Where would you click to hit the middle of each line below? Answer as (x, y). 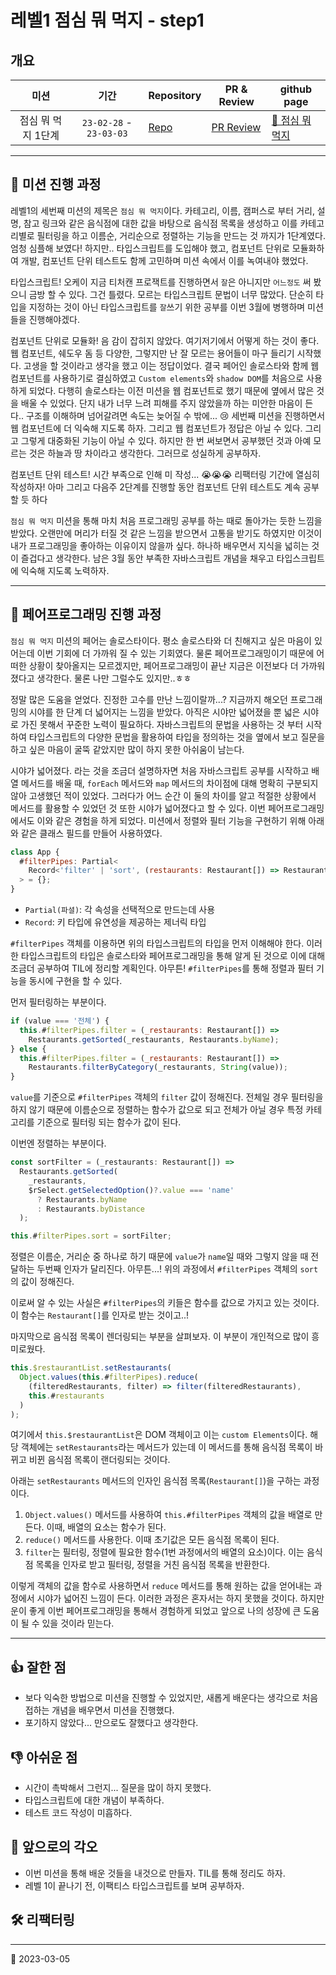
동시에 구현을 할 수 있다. (75, 980)
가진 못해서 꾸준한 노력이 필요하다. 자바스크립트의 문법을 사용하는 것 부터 (162, 724)
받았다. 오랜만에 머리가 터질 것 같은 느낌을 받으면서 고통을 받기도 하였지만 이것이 (166, 533)
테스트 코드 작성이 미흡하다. (78, 1812)
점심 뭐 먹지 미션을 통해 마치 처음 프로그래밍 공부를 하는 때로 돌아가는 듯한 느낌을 (166, 520)
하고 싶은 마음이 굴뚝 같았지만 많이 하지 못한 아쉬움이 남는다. (127, 749)
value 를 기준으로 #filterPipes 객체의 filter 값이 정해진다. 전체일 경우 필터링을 (167, 1097)
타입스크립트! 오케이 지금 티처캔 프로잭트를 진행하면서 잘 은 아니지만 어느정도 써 (161, 282)
